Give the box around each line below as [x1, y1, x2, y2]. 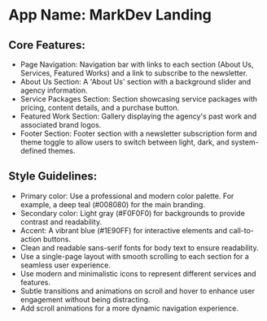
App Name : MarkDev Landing [8, 6, 212, 24]
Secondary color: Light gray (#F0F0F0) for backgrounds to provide [20, 208, 246, 218]
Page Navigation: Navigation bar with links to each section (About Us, [20, 59, 254, 69]
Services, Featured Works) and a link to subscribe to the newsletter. [20, 68, 248, 78]
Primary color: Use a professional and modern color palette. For [20, 191, 234, 201]
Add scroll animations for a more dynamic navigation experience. [20, 303, 239, 313]
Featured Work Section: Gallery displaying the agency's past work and [20, 111, 256, 121]
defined [20, 146, 47, 155]
